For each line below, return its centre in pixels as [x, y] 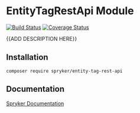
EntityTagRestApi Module [70, 11]
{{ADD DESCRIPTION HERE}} [42, 38]
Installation [27, 57]
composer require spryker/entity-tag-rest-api [64, 71]
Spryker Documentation [35, 103]
